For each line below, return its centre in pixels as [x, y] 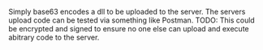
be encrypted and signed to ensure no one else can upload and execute [129, 29]
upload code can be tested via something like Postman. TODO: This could [132, 20]
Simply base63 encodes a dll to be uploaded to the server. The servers [127, 12]
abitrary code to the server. [54, 37]
